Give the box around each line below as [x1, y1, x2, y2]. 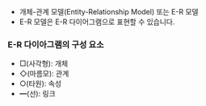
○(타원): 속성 [19, 79, 62, 88]
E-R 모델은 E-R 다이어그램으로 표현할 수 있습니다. [19, 17, 175, 26]
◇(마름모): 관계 [19, 69, 69, 79]
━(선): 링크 [19, 89, 56, 99]
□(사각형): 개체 [19, 59, 69, 68]
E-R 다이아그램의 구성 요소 [7, 39, 104, 50]
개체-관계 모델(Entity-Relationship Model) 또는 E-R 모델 [19, 7, 199, 16]
